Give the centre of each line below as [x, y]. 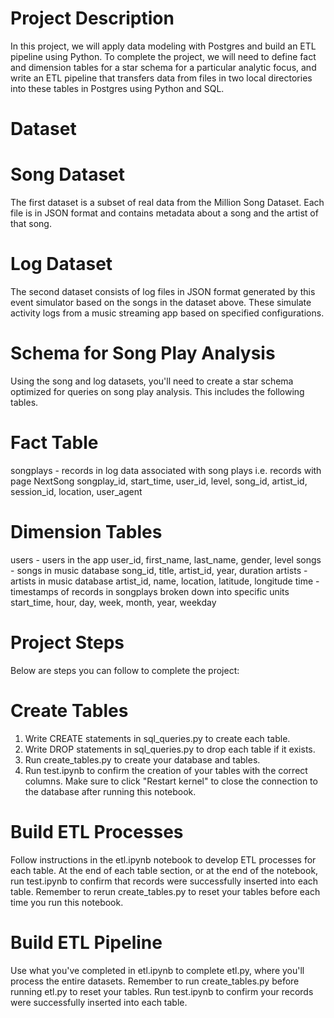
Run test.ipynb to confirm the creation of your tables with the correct [166, 770]
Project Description [92, 18]
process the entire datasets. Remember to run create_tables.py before [155, 981]
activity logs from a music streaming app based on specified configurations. [167, 313]
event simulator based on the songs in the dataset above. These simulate [161, 302]
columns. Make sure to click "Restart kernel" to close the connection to [171, 781]
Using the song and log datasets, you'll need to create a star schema [152, 381]
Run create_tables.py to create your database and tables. [142, 759]
